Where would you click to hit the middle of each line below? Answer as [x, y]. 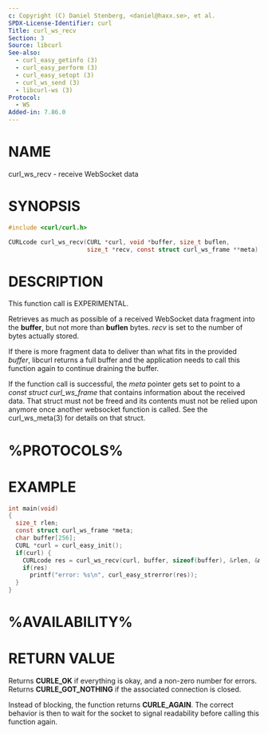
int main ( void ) [33, 509]
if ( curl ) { [33, 552]
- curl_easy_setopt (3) [55, 75]
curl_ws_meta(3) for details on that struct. [77, 418]
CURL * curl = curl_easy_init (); [69, 545]
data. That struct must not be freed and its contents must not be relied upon [133, 401]
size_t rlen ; [37, 523]
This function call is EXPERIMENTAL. [69, 304]
